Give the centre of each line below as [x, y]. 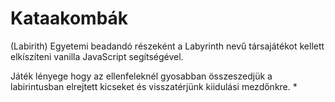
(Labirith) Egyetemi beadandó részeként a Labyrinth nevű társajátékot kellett [167, 46]
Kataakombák [69, 18]
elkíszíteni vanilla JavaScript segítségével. [97, 56]
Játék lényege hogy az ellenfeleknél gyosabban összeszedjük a [141, 76]
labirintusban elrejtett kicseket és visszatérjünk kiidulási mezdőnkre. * [154, 86]
